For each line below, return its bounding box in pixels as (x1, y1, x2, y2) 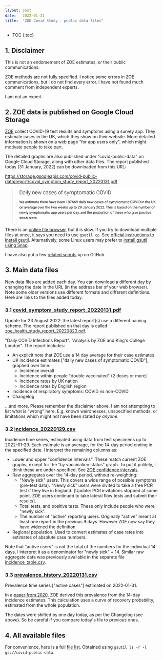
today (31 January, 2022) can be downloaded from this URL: (5, 164, 126, 169)
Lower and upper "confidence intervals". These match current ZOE (12, 456, 147, 462)
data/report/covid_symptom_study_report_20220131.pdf (5, 179, 118, 184)
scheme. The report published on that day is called (5, 323, 107, 329)
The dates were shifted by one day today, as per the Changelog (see (5, 612, 143, 618)
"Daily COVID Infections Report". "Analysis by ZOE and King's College (5, 337, 145, 343)
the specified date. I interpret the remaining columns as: (5, 447, 118, 453)
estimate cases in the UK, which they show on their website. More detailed (5, 134, 155, 139)
